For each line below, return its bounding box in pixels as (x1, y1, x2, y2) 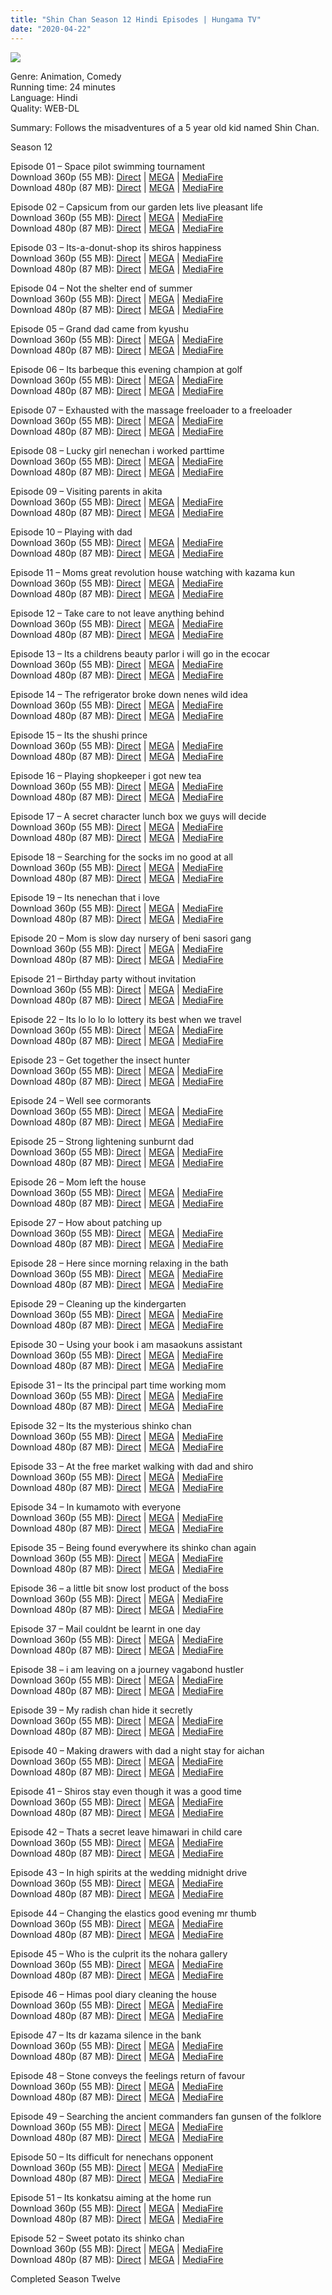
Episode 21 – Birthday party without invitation (10, 972, 197, 985)
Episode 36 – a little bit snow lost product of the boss (10, 1582, 230, 1594)
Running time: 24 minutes (10, 81, 116, 93)
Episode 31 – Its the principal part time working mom (10, 1379, 227, 1391)
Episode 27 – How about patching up (10, 1216, 163, 1228)
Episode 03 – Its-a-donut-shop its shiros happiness (10, 241, 222, 253)
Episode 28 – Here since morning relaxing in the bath (10, 1257, 229, 1269)
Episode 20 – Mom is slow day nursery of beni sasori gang (10, 932, 252, 944)
